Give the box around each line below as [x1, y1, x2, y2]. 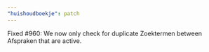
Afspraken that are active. [7, 36, 82, 45]
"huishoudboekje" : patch [7, 10, 80, 17]
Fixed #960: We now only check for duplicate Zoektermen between [7, 29, 202, 37]
